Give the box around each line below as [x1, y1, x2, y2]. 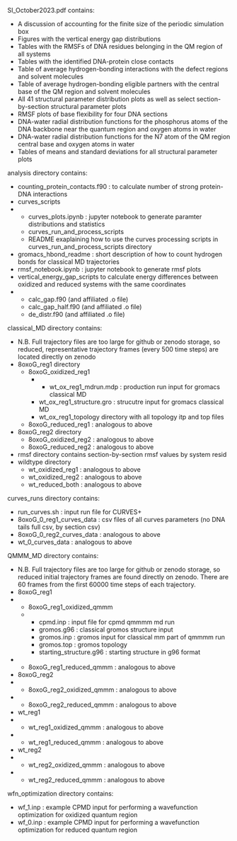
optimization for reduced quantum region [17, 825, 138, 834]
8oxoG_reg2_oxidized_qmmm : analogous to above [28, 685, 177, 694]
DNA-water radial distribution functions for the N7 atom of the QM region [17, 132, 231, 141]
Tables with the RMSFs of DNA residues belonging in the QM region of [17, 42, 223, 50]
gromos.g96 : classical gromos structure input [38, 625, 173, 634]
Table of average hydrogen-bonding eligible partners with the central [17, 80, 219, 88]
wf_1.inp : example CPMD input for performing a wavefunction [17, 803, 198, 811]
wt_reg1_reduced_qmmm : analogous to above [28, 738, 164, 746]
